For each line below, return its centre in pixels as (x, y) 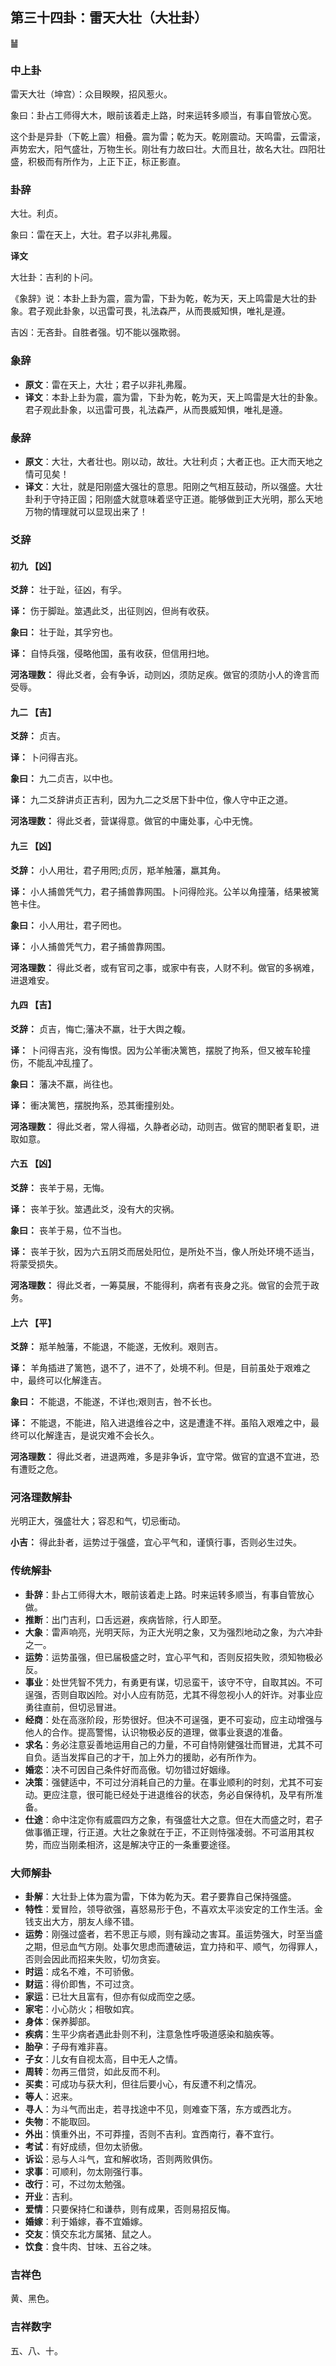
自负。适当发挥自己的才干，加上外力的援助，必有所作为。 (143, 1757)
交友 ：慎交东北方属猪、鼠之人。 (90, 2234)
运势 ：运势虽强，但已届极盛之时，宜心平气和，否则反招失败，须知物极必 (173, 1657)
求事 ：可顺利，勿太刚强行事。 (86, 2172)
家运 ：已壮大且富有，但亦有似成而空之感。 (112, 1997)
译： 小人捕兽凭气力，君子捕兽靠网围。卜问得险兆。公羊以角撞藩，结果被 (160, 891)
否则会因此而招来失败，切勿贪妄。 (95, 1959)
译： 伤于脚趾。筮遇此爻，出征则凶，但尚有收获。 (112, 611)
